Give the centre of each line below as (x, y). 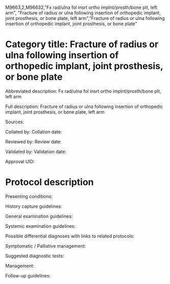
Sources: (15, 122)
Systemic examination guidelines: (40, 226)
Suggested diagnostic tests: (35, 256)
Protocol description (50, 182)
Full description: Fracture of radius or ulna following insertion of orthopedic (84, 106)
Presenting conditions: (29, 196)
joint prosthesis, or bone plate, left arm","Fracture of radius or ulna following (85, 18)
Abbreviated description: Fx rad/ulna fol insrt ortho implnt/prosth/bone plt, (83, 91)
